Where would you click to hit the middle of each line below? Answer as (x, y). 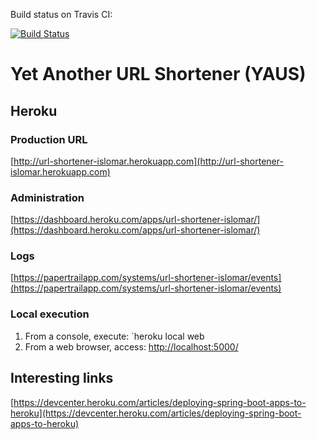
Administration (47, 197)
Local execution (50, 314)
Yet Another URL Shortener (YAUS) (158, 74)
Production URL (49, 139)
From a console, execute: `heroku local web (114, 336)
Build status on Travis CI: (61, 14)
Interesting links (62, 378)
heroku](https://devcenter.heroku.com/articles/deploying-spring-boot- (156, 413)
